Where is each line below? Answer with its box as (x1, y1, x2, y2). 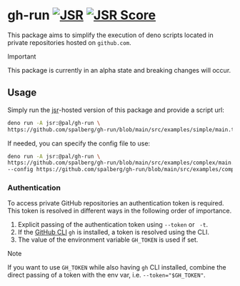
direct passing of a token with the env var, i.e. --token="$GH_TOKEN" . (7, 271, 206, 280)
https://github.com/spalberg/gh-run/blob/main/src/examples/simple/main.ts (7, 126, 238, 133)
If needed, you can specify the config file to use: (7, 139, 151, 148)
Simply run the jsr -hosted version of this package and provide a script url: (7, 106, 225, 114)
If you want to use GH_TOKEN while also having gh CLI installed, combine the (7, 263, 226, 272)
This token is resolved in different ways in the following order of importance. (7, 207, 232, 215)
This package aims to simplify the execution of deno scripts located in (7, 31, 214, 39)
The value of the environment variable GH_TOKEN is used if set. (17, 235, 199, 244)
